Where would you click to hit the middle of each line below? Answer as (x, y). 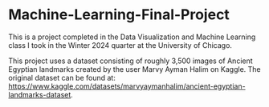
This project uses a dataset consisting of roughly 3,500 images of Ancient (130, 61)
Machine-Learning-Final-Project (119, 15)
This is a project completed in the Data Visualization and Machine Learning (132, 37)
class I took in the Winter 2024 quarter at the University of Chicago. (120, 45)
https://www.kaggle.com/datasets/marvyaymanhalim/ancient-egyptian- (127, 86)
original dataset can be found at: (62, 77)
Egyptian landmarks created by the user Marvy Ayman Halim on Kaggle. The (134, 69)
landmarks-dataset (40, 94)
